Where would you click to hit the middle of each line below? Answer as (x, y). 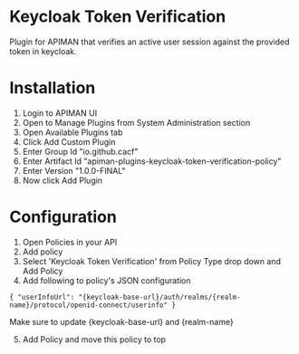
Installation (53, 88)
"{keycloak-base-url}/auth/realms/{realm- (160, 297)
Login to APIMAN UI (60, 113)
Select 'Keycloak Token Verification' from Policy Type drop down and (151, 261)
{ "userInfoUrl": (42, 297)
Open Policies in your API (70, 242)
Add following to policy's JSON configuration (106, 280)
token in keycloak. (43, 51)
